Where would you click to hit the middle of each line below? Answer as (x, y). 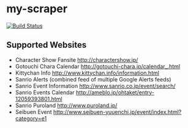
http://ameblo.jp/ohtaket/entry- (115, 92)
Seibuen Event (33, 111)
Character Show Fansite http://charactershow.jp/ (77, 59)
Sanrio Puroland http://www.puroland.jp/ (66, 105)
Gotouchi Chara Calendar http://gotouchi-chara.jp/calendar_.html (98, 66)
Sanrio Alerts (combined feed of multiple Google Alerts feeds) (93, 79)
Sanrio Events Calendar (45, 92)
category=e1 (31, 118)
